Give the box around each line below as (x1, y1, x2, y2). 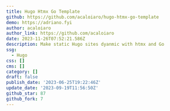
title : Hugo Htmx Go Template (6, 8, 81, 15)
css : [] (6, 58, 25, 63)
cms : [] (6, 63, 25, 69)
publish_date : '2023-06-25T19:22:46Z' (6, 80, 101, 86)
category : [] (6, 69, 38, 75)
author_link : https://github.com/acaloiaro (6, 31, 115, 36)
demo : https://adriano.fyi (6, 19, 72, 25)
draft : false (6, 74, 38, 80)
